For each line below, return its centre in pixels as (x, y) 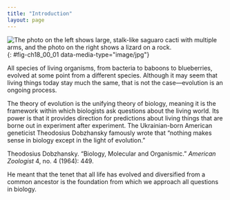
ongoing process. (32, 90)
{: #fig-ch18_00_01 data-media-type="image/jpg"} (78, 54)
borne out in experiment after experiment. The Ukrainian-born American (110, 125)
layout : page (26, 20)
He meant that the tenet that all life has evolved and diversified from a (106, 174)
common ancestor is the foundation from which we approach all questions (113, 181)
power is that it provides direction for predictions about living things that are (115, 118)
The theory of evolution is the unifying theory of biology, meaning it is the (112, 103)
